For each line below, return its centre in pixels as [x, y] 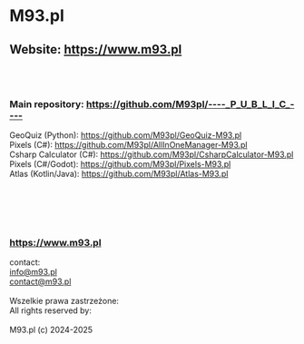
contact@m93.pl [40, 281]
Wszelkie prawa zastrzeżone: [64, 300]
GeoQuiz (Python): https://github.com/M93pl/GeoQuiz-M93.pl [126, 135]
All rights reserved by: [51, 310]
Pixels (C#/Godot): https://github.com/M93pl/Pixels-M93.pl [120, 164]
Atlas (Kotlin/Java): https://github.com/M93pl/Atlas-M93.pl [119, 174]
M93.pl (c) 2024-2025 [51, 329]
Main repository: [47, 103]
